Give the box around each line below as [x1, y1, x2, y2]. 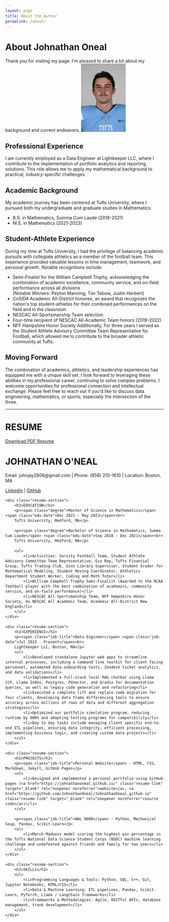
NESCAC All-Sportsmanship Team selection [12, 312, 104, 318]
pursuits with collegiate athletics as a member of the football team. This [5, 253, 153, 259]
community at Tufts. [12, 338, 54, 344]
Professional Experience [5, 142, 84, 150]
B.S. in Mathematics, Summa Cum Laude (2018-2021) [12, 214, 124, 221]
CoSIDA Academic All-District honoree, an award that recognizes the [12, 295, 155, 301]
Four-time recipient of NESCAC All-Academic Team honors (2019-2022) [12, 317, 162, 323]
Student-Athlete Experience [5, 235, 95, 243]
